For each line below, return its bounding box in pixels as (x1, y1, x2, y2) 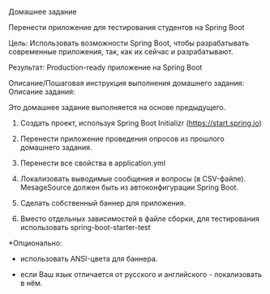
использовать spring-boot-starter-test (19, 223, 152, 232)
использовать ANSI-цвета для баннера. (19, 254, 158, 263)
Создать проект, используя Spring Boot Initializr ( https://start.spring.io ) (19, 118, 262, 128)
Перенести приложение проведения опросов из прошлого (19, 134, 225, 143)
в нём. (19, 279, 43, 288)
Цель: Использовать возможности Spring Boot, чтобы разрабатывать (8, 38, 250, 48)
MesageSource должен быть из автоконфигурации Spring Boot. (19, 182, 239, 192)
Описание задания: (8, 87, 75, 96)
